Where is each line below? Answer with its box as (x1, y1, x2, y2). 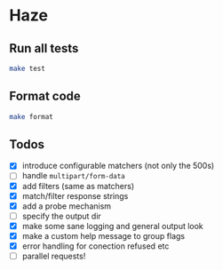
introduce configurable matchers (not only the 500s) (21, 161, 215, 171)
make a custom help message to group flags (21, 230, 185, 241)
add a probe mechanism (21, 201, 112, 211)
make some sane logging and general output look (21, 220, 204, 231)
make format (9, 112, 53, 121)
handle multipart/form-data (21, 171, 126, 181)
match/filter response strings (21, 190, 129, 201)
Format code (9, 89, 82, 104)
